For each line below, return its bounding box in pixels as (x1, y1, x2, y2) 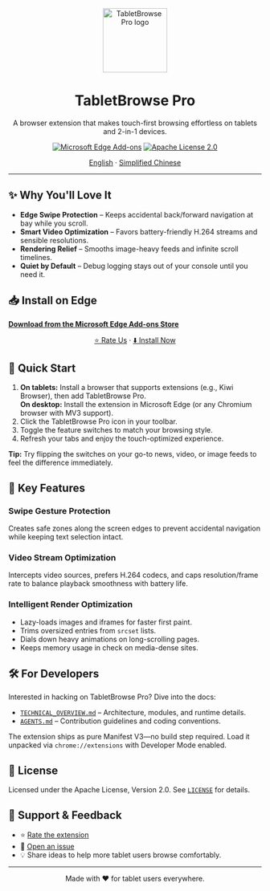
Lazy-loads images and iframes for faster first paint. (19, 617, 193, 627)
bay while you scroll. (19, 218, 88, 228)
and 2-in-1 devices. (103, 126, 167, 136)
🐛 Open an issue (19, 842, 75, 852)
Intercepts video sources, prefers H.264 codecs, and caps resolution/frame (8, 570, 259, 580)
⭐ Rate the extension (19, 830, 89, 840)
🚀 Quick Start (8, 361, 76, 375)
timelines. (19, 252, 52, 262)
